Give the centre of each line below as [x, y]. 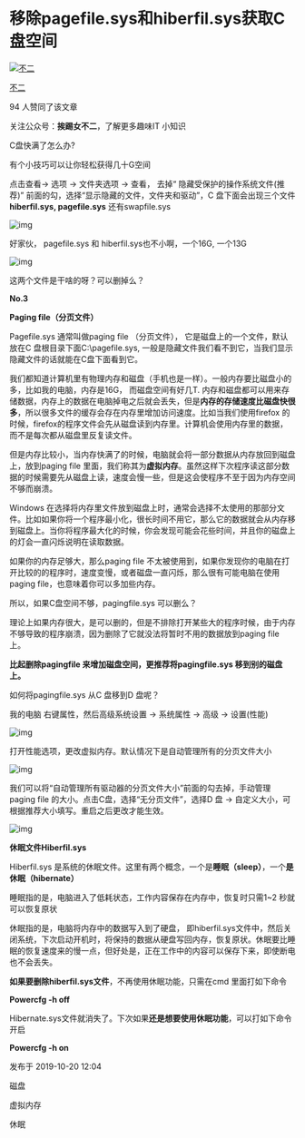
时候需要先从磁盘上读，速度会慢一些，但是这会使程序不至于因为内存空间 [160, 476]
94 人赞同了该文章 [44, 106]
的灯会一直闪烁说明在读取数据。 [69, 542]
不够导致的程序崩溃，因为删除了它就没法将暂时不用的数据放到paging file [144, 633]
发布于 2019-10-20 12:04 [56, 1066]
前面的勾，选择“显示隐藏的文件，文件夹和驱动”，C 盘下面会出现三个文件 [161, 195]
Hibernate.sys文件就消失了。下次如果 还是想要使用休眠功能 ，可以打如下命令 [151, 1018]
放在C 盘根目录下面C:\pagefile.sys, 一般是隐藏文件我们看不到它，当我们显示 [151, 348]
